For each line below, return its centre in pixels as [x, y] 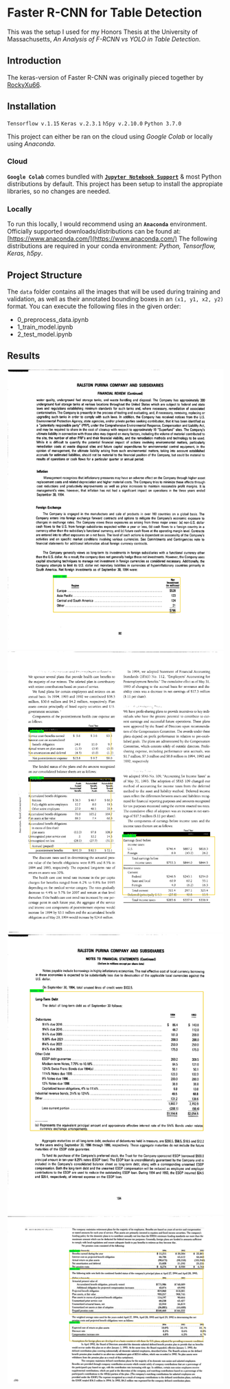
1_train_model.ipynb [45, 327]
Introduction [34, 61]
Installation [32, 107]
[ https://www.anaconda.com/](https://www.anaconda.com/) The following [112, 239]
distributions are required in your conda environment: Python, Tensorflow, [112, 246]
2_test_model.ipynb [45, 334]
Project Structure [45, 275]
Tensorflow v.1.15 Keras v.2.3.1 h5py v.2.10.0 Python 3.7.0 [94, 123]
